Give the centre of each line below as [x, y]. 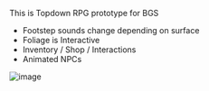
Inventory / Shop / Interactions [79, 50]
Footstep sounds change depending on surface [111, 30]
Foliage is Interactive [61, 40]
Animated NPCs [52, 59]
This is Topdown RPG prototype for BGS [84, 13]
